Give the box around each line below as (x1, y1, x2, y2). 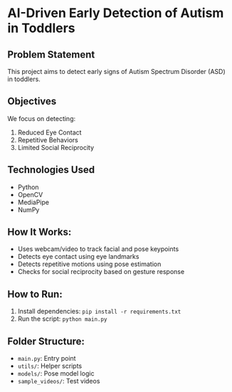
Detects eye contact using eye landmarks (17, 253, 139, 261)
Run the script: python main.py (17, 314, 107, 323)
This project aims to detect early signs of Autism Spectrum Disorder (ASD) (7, 68, 226, 75)
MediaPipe (17, 198, 50, 206)
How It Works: (7, 226, 72, 238)
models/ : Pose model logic (17, 369, 95, 378)
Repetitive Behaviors (17, 135, 78, 144)
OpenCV (17, 190, 43, 198)
